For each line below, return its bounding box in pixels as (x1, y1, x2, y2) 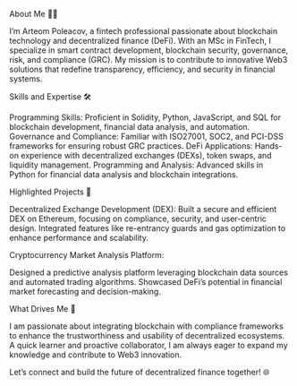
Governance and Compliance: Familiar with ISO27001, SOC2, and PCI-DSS (9, 131, 284, 142)
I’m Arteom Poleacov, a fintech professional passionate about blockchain (9, 26, 278, 36)
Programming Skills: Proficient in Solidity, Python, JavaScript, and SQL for (9, 112, 282, 123)
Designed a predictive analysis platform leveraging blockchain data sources (9, 267, 289, 278)
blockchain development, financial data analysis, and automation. (9, 122, 250, 132)
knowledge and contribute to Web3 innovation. (9, 349, 182, 360)
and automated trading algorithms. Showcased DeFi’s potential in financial (9, 277, 283, 287)
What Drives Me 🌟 (9, 304, 76, 313)
